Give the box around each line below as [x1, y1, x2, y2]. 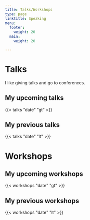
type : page [5, 12, 27, 16]
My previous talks [5, 121, 60, 129]
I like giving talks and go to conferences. [5, 79, 85, 85]
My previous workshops [5, 197, 79, 205]
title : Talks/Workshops [5, 7, 53, 12]
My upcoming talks [5, 94, 64, 102]
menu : [5, 20, 16, 26]
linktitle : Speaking [5, 16, 47, 21]
